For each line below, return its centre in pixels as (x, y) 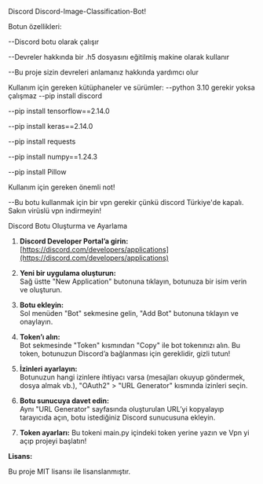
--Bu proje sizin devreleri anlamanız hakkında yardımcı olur (103, 72)
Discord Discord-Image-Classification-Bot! (77, 11)
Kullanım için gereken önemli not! (62, 187)
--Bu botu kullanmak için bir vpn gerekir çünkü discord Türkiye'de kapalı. (126, 202)
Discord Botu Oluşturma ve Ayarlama (68, 226)
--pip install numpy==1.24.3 (53, 157)
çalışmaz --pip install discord (55, 96)
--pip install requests (42, 141)
